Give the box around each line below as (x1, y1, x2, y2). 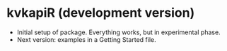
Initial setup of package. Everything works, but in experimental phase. (16, 28, 221, 36)
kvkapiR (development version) (6, 5, 195, 21)
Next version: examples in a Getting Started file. (16, 35, 156, 43)
